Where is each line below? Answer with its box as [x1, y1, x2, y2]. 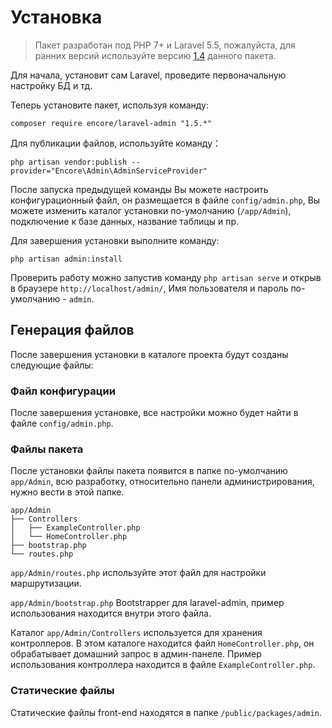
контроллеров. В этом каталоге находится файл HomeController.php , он [10, 637, 315, 650]
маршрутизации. [10, 577, 82, 590]
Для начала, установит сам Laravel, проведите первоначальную [10, 69, 287, 81]
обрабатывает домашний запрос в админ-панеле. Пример [10, 648, 262, 660]
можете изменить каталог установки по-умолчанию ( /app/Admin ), [10, 204, 292, 216]
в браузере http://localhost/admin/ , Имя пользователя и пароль [10, 282, 289, 294]
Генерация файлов [10, 322, 135, 339]
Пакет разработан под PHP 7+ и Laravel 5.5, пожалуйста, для [34, 39, 296, 51]
